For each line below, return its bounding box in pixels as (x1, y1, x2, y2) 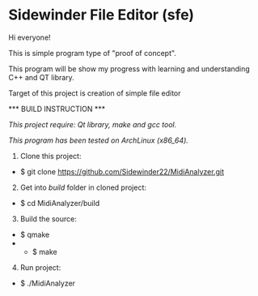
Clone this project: (19, 151, 82, 161)
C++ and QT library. (8, 72, 74, 82)
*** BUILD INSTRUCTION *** (8, 104, 106, 114)
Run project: (19, 262, 61, 272)
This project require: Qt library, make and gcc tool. (8, 119, 177, 129)
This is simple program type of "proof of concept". (8, 48, 176, 58)
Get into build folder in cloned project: (19, 182, 147, 192)
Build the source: (19, 213, 77, 224)
